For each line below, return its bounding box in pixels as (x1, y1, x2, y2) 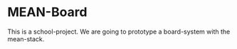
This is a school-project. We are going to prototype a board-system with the (7, 27, 231, 36)
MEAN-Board (7, 4, 88, 20)
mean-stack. (7, 34, 45, 43)
